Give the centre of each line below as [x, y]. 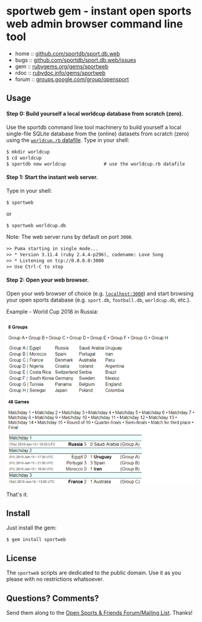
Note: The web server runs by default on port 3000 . [70, 236]
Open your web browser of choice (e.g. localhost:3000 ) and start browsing [100, 293]
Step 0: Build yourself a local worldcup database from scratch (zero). [95, 114]
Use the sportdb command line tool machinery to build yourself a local [94, 127]
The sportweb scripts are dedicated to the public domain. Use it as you [94, 573]
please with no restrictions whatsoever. [55, 579]
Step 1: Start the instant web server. [52, 177]
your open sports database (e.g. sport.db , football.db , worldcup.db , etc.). [99, 300]
